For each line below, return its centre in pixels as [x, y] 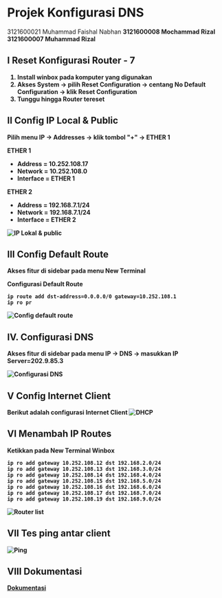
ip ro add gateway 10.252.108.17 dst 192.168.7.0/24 [84, 493]
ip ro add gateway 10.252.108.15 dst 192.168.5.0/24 [84, 481]
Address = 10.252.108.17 [53, 163]
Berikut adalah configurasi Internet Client [68, 412]
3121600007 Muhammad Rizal [52, 38]
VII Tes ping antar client [59, 533]
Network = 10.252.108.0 [52, 171]
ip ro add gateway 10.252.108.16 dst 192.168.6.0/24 [84, 487]
